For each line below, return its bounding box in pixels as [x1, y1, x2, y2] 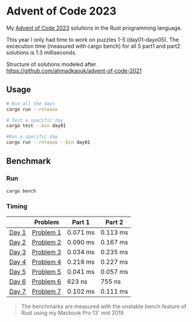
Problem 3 [31, 248, 62, 256]
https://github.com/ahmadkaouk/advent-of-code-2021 [6, 67, 142, 74]
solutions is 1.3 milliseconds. [6, 48, 77, 56]
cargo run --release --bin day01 [6, 139, 91, 146]
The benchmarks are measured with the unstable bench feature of [21, 303, 187, 310]
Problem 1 [31, 228, 62, 237]
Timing [6, 202, 28, 211]
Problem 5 [31, 268, 62, 276]
